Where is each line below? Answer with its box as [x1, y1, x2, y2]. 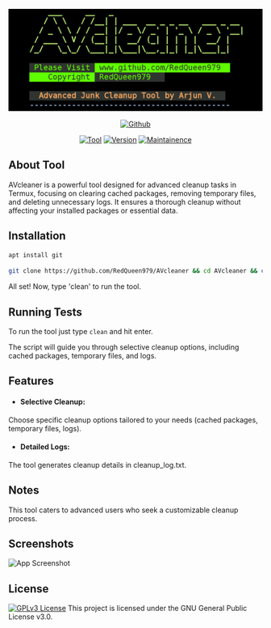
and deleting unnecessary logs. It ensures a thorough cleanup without [8, 197, 241, 206]
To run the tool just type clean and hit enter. [8, 326, 153, 336]
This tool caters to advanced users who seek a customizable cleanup [8, 505, 239, 515]
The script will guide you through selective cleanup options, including [8, 342, 240, 352]
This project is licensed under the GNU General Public [68, 604, 248, 613]
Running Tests [8, 305, 82, 319]
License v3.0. [8, 612, 53, 622]
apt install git [8, 252, 63, 260]
